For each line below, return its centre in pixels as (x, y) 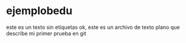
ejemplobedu (39, 11)
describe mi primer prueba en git (46, 33)
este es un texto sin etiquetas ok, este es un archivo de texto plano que (93, 27)
